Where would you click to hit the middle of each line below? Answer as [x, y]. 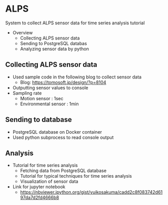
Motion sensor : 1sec [42, 98]
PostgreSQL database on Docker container [57, 132]
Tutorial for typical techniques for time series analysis [76, 176]
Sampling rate [27, 93]
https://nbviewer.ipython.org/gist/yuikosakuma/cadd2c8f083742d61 [91, 192]
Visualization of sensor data [49, 181]
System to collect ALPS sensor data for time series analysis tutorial [75, 23]
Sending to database [39, 120]
